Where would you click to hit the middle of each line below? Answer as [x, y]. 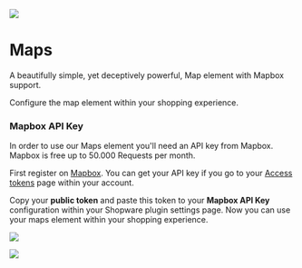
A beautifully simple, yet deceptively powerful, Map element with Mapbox [146, 75]
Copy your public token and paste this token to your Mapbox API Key [140, 201]
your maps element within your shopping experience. [109, 220]
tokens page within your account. [72, 183]
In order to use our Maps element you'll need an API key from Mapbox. [141, 146]
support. [25, 84]
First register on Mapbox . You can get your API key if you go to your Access [151, 174]
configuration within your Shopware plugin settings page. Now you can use [150, 210]
